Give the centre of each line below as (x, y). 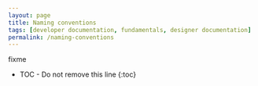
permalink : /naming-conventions (61, 37)
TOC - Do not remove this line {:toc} (77, 74)
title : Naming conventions (52, 23)
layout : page (29, 15)
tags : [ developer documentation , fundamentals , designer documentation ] (130, 30)
